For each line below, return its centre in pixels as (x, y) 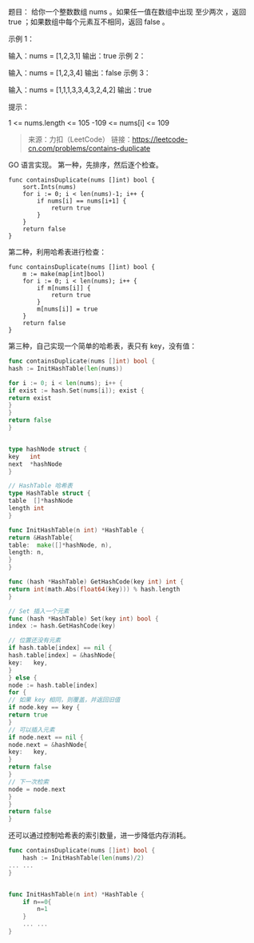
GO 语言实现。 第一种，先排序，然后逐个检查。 (86, 165)
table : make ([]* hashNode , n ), (60, 545)
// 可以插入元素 (32, 730)
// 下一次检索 (29, 782)
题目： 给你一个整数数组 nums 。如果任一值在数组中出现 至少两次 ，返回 (127, 12)
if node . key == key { (44, 708)
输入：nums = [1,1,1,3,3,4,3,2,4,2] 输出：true (80, 90)
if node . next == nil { (46, 737)
